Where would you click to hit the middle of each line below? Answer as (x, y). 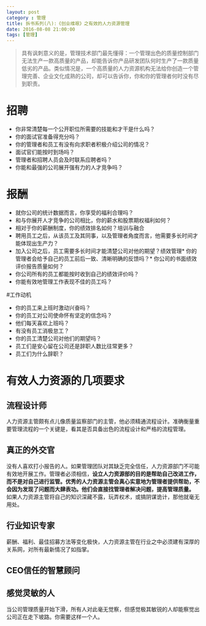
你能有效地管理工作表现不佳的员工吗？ (63, 282)
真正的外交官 (31, 450)
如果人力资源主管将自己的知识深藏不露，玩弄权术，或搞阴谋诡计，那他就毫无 (103, 497)
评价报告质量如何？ (40, 266)
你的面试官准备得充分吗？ (48, 137)
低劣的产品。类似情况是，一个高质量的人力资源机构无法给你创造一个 (107, 69)
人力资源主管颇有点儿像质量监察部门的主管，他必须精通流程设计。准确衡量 (100, 421)
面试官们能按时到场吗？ (45, 152)
